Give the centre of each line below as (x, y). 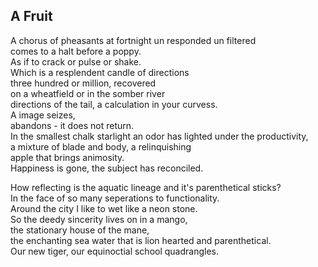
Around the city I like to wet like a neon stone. (104, 208)
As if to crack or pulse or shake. (76, 61)
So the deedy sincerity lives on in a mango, (99, 219)
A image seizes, (43, 115)
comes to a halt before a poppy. (76, 51)
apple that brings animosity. (67, 157)
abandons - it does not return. (72, 125)
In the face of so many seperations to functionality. (115, 198)
